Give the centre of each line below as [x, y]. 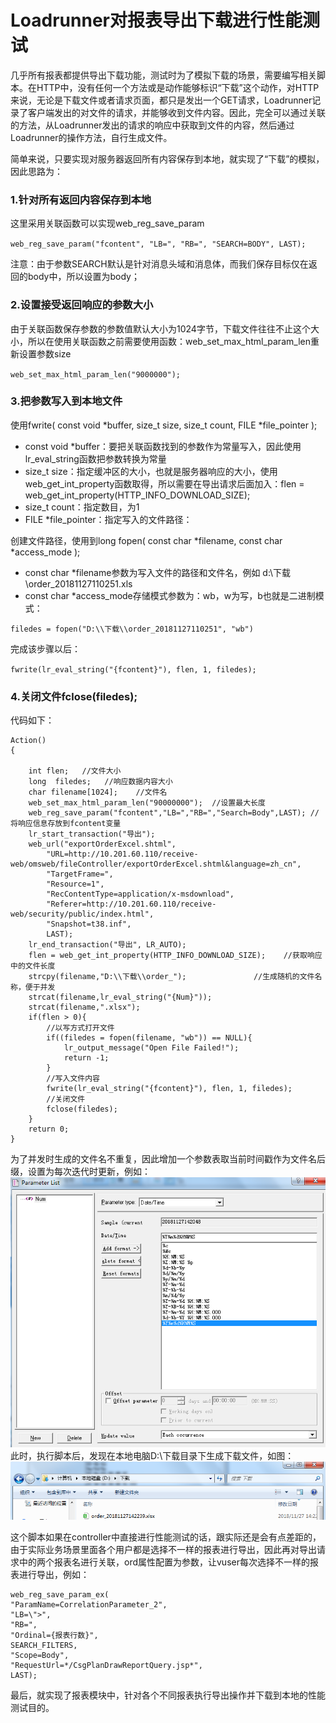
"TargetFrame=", [80, 874]
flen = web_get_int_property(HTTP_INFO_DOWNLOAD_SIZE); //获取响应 [175, 956]
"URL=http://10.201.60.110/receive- [122, 854]
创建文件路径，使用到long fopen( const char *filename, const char [146, 540]
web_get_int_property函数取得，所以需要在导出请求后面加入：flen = [164, 483]
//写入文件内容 [73, 1079]
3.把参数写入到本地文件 [66, 401]
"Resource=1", [75, 884]
